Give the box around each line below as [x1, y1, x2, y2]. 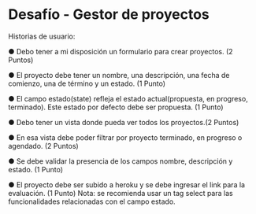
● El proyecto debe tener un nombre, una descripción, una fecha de [8, 70, 230, 79]
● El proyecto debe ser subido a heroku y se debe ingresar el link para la [8, 179, 246, 190]
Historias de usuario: [8, 31, 76, 41]
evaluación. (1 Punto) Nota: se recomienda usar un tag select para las [8, 188, 234, 197]
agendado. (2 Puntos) [8, 141, 79, 150]
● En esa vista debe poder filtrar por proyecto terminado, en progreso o [8, 132, 243, 142]
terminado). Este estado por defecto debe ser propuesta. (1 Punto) [8, 102, 224, 112]
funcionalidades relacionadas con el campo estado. [8, 197, 176, 206]
